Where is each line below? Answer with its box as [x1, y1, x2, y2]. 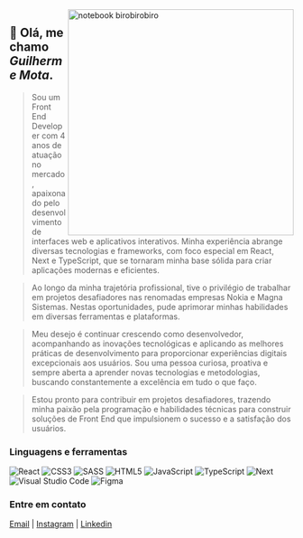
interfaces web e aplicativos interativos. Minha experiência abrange [31, 235, 283, 247]
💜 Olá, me [9, 25, 64, 41]
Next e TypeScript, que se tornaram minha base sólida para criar [31, 255, 272, 266]
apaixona [31, 187, 66, 198]
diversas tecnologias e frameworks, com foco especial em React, [31, 245, 275, 256]
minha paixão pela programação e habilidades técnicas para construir [31, 403, 291, 414]
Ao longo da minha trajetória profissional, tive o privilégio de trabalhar [31, 282, 291, 293]
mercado [31, 168, 66, 179]
